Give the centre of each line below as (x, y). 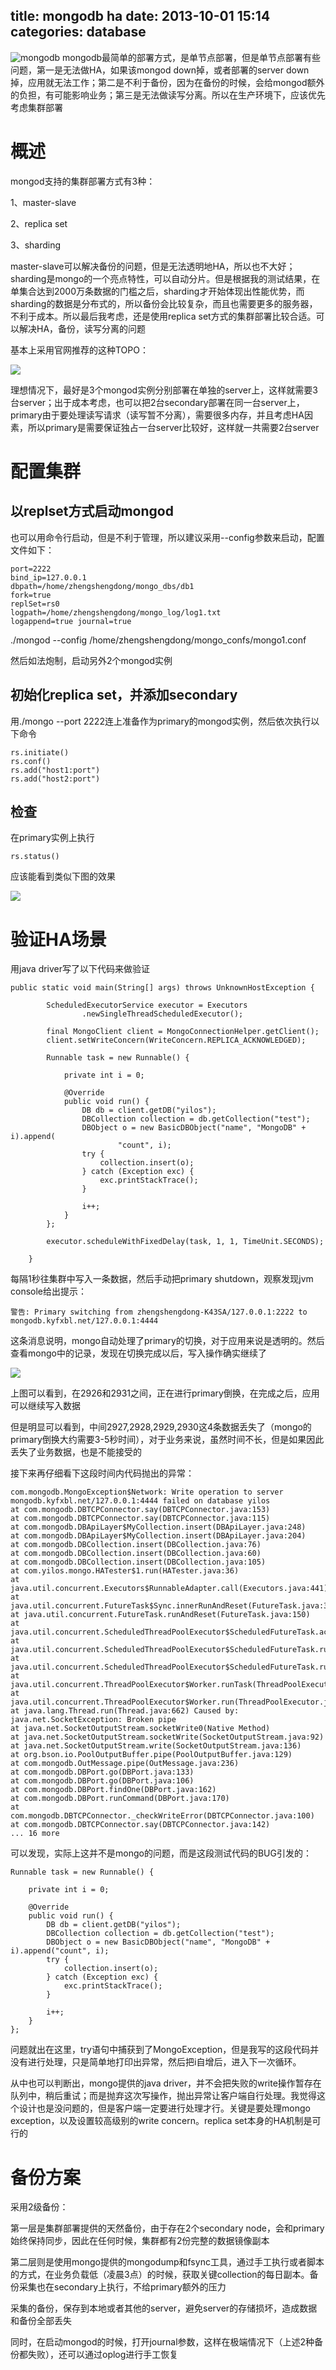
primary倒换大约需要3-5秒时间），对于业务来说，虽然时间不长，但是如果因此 (167, 1440)
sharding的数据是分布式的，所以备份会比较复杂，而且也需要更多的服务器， (164, 303)
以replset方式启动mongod (92, 511)
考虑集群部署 (36, 107)
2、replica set (39, 223)
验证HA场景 (58, 939)
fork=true (31, 595)
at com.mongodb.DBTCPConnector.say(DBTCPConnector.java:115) (140, 1519)
